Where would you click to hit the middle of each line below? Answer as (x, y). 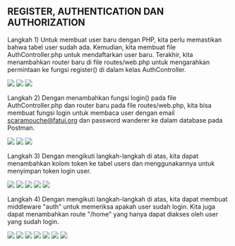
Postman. (21, 128)
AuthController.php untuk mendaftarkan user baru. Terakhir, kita (100, 54)
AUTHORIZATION (47, 23)
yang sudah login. (33, 221)
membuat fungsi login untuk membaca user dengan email (91, 113)
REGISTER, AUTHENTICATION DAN (86, 12)
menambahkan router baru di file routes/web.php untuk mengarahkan (109, 62)
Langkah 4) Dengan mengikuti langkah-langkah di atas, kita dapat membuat (117, 199)
